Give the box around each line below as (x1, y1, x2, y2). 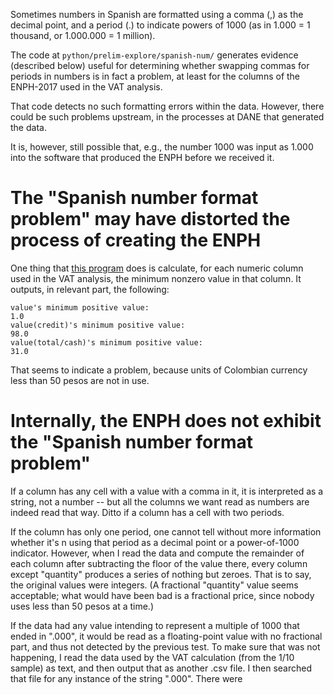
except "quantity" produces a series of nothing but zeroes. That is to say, (10, 568, 312, 580)
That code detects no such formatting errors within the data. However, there (10, 100, 325, 112)
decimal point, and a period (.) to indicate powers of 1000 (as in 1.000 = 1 (10, 19, 311, 31)
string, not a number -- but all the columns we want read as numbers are (10, 495, 310, 508)
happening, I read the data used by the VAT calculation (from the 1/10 (10, 651, 295, 663)
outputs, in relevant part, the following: (10, 283, 170, 295)
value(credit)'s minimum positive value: (10, 320, 186, 330)
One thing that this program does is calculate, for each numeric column (10, 262, 304, 274)
